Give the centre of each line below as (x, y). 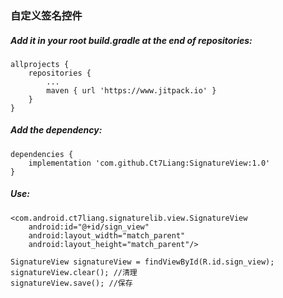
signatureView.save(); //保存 (71, 283)
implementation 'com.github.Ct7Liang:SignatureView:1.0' (149, 163)
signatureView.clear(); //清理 (74, 272)
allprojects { (40, 64)
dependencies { (42, 154)
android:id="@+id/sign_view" (89, 227)
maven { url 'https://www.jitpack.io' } (131, 90)
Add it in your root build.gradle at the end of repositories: (131, 40)
